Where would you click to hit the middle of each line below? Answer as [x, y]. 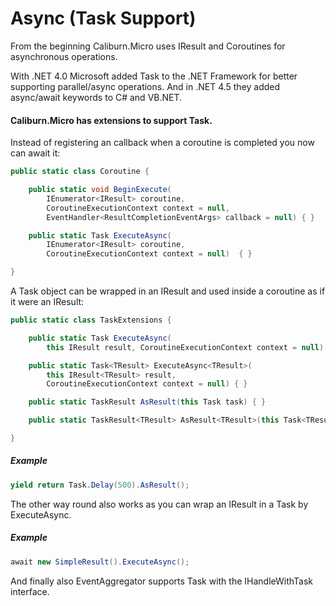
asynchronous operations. [64, 56]
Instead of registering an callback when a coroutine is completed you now [162, 143]
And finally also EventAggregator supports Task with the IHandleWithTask [162, 581]
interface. [30, 591]
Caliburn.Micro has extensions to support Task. [111, 120]
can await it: [35, 153]
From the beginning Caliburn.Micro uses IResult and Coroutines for [148, 46]
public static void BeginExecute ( [100, 190]
